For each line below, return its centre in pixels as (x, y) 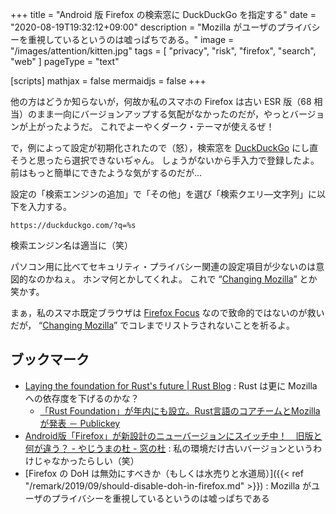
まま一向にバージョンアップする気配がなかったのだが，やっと (163, 114)
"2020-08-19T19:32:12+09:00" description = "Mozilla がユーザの (143, 27)
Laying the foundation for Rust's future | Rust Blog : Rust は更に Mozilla (171, 385)
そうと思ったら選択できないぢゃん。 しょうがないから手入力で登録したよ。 (165, 160)
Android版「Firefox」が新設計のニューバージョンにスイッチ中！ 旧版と (173, 435)
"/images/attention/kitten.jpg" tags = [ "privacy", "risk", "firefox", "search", (163, 51)
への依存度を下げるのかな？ (82, 398)
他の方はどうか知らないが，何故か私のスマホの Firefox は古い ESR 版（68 (161, 101)
